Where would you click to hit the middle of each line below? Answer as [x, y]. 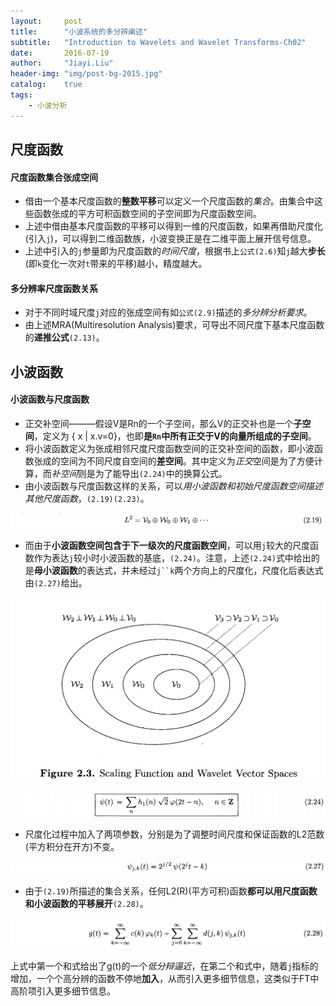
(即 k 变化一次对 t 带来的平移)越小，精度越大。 [116, 264]
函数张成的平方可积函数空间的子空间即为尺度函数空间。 [147, 214]
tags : [21, 95]
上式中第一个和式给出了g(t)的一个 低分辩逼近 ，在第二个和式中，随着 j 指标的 [164, 966]
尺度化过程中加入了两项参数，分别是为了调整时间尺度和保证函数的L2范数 [174, 834]
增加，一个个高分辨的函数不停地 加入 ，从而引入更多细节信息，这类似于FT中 [165, 979]
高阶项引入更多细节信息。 [63, 991]
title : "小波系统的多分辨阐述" [79, 31]
